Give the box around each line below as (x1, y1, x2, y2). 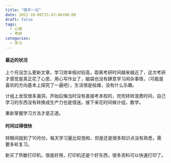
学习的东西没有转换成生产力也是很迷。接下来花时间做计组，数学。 (5, 99, 144, 105)
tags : (5, 21, 17, 27)
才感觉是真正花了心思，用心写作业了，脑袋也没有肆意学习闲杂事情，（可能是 (5, 75, 164, 81)
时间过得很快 (5, 123, 32, 129)
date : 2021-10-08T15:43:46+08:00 (5, 12, 76, 17)
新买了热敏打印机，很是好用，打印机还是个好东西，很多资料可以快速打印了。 (5, 152, 166, 158)
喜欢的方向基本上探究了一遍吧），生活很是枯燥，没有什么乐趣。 (5, 82, 137, 88)
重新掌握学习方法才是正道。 (5, 110, 64, 116)
